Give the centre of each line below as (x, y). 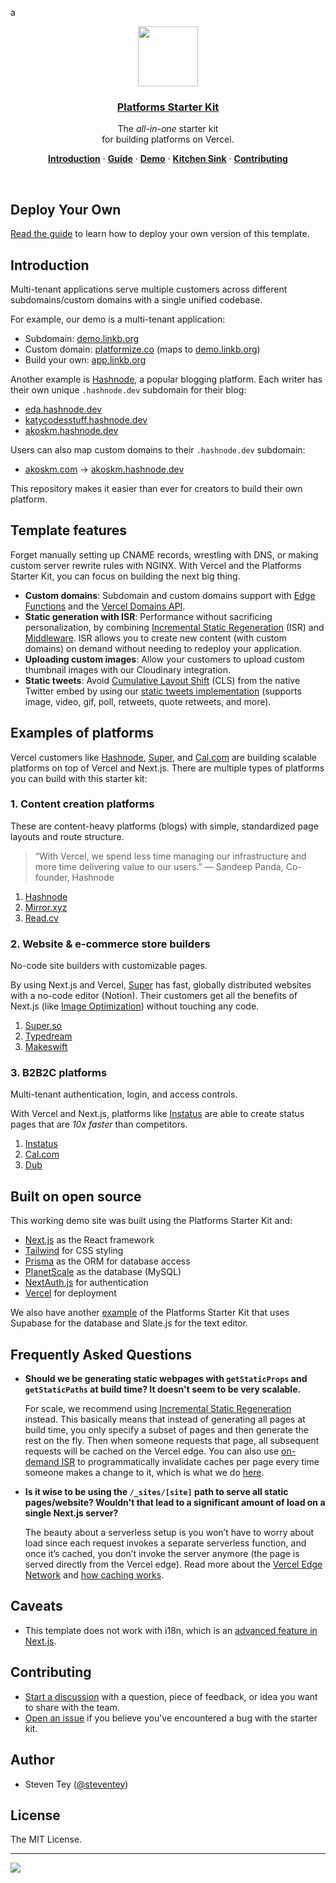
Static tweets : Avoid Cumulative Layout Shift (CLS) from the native (162, 680)
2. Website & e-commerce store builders (110, 944)
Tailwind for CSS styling (74, 1251)
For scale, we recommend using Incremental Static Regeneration (158, 1409)
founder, (52, 877)
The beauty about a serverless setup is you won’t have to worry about (169, 1533)
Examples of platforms (82, 733)
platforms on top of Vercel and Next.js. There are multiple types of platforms (167, 768)
